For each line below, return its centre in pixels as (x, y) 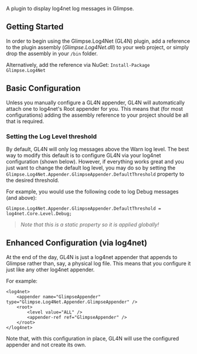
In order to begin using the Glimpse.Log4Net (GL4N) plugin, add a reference (98, 41)
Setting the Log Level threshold (52, 136)
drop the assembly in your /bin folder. (52, 53)
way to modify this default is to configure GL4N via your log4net (84, 155)
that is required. (25, 121)
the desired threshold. (33, 180)
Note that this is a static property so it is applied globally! (90, 224)
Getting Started (35, 27)
